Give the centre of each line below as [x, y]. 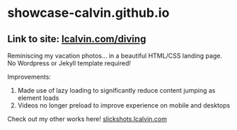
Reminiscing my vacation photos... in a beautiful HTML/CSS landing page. [115, 56]
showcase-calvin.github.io [88, 13]
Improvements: [29, 77]
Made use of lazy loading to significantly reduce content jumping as [116, 90]
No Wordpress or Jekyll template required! [69, 63]
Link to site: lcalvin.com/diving [77, 39]
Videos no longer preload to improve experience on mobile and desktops [124, 105]
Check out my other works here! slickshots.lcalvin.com [87, 119]
